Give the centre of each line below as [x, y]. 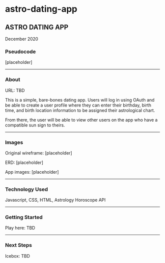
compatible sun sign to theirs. [35, 125]
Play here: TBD [20, 228]
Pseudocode [20, 52]
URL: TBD [15, 90]
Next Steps [19, 245]
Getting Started [24, 217]
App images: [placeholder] [32, 172]
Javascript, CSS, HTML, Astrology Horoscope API [55, 200]
